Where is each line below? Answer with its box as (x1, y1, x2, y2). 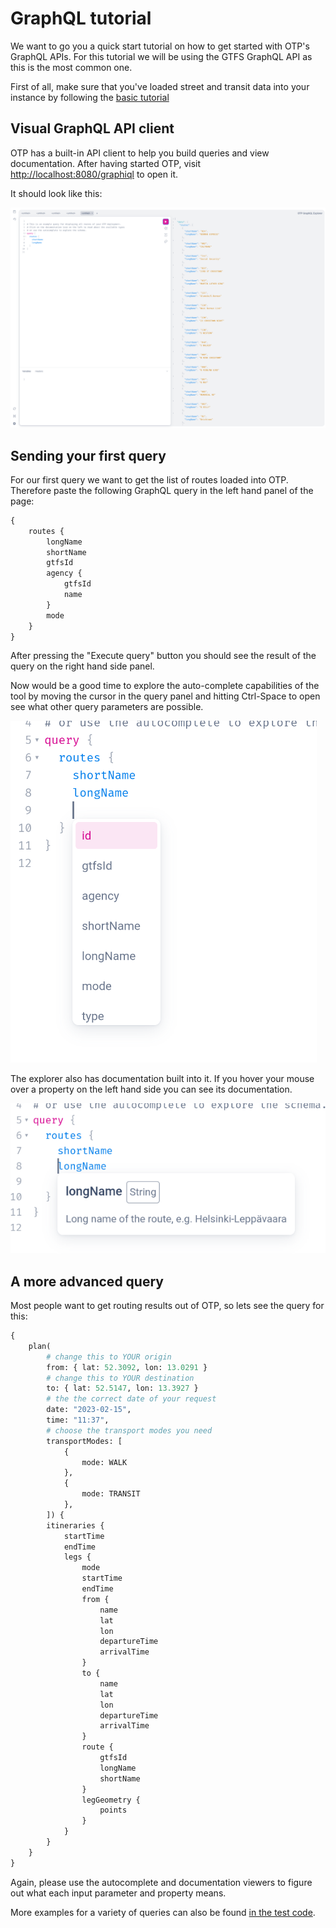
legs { (63, 1552, 92, 1562)
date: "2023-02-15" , (46, 1405, 132, 1415)
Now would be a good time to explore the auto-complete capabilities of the (10, 680, 320, 692)
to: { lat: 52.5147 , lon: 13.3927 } (46, 1383, 199, 1394)
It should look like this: (10, 187, 103, 199)
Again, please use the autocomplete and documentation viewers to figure (10, 1876, 313, 1888)
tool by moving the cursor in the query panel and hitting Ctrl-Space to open (10, 690, 321, 702)
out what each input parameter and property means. (10, 1887, 227, 1899)
